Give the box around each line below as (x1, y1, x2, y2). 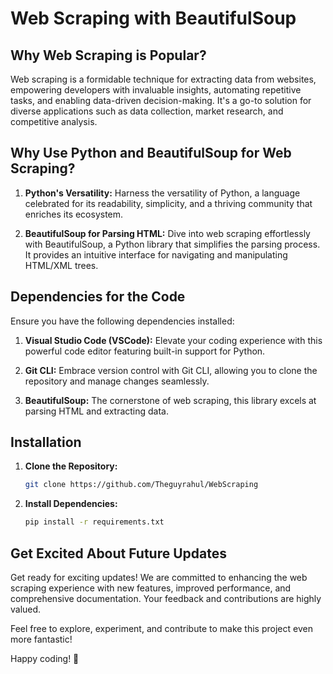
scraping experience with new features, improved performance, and (10, 582, 292, 594)
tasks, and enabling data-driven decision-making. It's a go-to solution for (10, 95, 312, 106)
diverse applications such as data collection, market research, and (10, 105, 284, 117)
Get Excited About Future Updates (10, 545, 228, 562)
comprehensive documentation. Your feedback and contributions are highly (10, 593, 322, 604)
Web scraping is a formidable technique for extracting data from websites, (10, 73, 317, 85)
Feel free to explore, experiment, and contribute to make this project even (10, 623, 313, 634)
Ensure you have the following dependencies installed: (10, 315, 235, 327)
